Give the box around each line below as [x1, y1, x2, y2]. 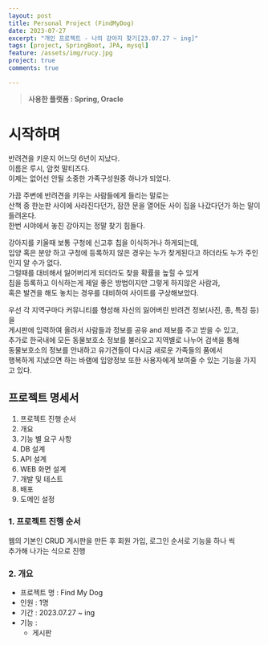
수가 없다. [31, 258, 63, 267]
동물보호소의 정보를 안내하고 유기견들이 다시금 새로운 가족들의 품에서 [8, 345, 223, 354]
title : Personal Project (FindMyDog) [8, 19, 135, 27]
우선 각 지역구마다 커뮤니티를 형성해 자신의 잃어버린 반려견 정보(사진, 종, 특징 [8, 304, 249, 314]
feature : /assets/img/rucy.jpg [8, 49, 113, 57]
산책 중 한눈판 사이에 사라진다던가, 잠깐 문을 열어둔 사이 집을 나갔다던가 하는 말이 [8, 200, 261, 210]
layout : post [8, 11, 52, 20]
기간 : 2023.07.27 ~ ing [19, 608, 95, 618]
